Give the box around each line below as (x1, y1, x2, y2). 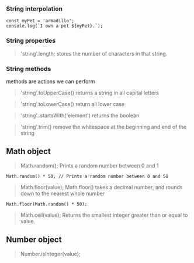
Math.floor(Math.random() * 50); (6, 201, 88, 207)
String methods (6, 64, 51, 73)
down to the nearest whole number (20, 190, 105, 197)
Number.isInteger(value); (20, 250, 81, 257)
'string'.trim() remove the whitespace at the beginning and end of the (20, 123, 187, 130)
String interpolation (6, 5, 63, 13)
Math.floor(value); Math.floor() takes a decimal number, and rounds (20, 183, 183, 190)
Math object (6, 146, 51, 156)
